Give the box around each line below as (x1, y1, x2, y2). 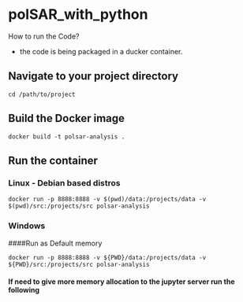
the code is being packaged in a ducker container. (19, 46, 183, 56)
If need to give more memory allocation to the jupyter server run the (8, 277, 235, 286)
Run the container (8, 153, 99, 167)
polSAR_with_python (8, 6, 148, 24)
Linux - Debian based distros (8, 177, 121, 188)
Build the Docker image (8, 112, 125, 125)
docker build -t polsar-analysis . (8, 132, 125, 141)
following (8, 285, 40, 295)
